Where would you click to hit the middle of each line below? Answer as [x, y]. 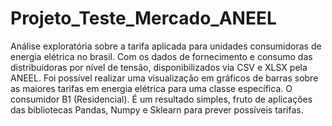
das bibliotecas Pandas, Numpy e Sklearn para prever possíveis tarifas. [157, 109]
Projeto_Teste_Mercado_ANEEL [143, 18]
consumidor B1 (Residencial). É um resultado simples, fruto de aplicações [161, 99]
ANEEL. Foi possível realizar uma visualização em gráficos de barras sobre [164, 78]
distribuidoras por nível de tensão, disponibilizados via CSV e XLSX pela [159, 67]
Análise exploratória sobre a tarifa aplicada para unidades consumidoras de [166, 46]
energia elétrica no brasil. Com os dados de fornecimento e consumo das [161, 56]
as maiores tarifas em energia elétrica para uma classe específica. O [151, 88]
